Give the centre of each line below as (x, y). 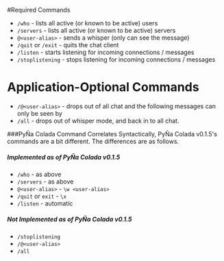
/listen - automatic (45, 203)
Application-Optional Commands (103, 87)
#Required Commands (39, 10)
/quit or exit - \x (42, 196)
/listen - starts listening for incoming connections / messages (105, 52)
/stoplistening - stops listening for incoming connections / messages (116, 60)
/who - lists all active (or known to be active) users (87, 23)
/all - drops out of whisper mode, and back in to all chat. (98, 121)
